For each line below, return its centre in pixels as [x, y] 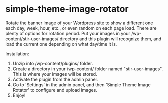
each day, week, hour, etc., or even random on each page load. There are [81, 28]
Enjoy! [19, 95]
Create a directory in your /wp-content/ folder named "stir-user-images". [88, 69]
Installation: [17, 54]
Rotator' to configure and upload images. [55, 90]
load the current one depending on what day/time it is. [61, 44]
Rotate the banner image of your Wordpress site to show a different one [79, 23]
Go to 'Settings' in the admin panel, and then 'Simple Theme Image [82, 84]
